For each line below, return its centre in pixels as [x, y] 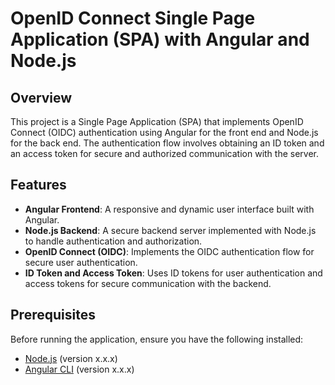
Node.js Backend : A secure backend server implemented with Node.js [170, 230]
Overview [41, 97]
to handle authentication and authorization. [113, 241]
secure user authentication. [81, 262]
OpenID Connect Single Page [133, 18]
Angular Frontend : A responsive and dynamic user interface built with [169, 209]
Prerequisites [53, 315]
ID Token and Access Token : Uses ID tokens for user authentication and [173, 273]
